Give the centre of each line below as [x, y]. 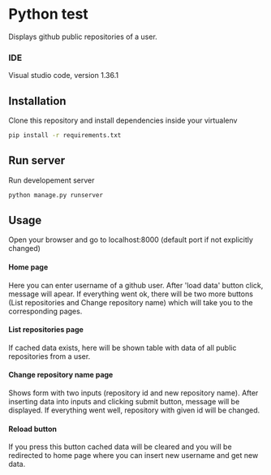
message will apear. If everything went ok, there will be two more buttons [131, 294]
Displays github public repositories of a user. [83, 37]
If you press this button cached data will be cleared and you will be [120, 447]
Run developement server [52, 180]
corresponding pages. [45, 311]
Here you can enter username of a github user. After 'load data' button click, [136, 285]
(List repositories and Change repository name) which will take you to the [131, 302]
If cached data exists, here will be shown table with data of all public [123, 348]
